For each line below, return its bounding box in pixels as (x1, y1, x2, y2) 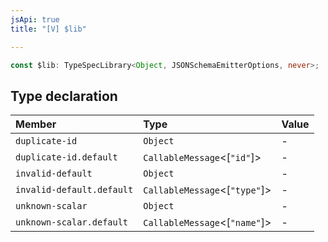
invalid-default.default (15, 184, 134, 196)
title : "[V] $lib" (10, 24, 87, 34)
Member (15, 117, 57, 131)
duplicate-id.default (15, 152, 118, 163)
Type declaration (10, 87, 118, 105)
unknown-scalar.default (15, 217, 129, 228)
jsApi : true (10, 14, 60, 25)
